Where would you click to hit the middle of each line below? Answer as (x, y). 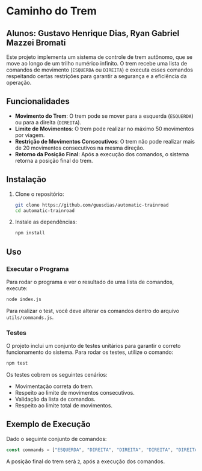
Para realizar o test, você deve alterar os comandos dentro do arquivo (93, 311)
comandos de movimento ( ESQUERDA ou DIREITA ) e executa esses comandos (100, 70)
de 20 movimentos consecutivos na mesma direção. (80, 148)
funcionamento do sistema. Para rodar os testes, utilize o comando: (90, 352)
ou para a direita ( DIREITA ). (48, 122)
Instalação (26, 179)
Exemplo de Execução (48, 424)
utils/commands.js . (30, 317)
